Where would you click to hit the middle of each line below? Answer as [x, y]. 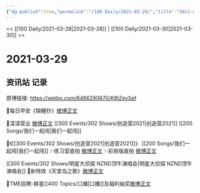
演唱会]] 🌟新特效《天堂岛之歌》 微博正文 [55, 171]
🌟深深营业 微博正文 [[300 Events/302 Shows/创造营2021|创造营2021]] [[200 [99, 123]
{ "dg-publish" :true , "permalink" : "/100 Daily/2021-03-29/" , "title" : [92, 12]
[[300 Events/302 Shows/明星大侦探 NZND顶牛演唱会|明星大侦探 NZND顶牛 [99, 163]
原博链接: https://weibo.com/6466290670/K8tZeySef [71, 98]
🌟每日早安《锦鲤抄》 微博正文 [42, 110]
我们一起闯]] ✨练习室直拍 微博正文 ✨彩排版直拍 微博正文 [87, 151]
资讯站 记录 [27, 83]
